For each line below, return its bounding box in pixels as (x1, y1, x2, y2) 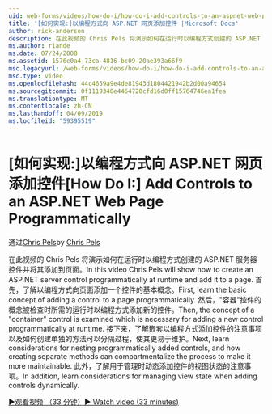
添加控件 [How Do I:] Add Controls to (8, 175, 253, 193)
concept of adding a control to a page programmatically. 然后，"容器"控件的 (8, 294, 261, 304)
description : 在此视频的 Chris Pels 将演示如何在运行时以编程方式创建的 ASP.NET (8, 34, 261, 43)
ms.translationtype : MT (8, 95, 89, 103)
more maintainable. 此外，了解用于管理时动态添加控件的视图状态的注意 (8, 361, 244, 370)
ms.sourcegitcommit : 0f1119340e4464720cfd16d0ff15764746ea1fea (8, 87, 227, 95)
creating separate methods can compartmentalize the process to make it (8, 351, 251, 361)
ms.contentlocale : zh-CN (8, 102, 92, 110)
